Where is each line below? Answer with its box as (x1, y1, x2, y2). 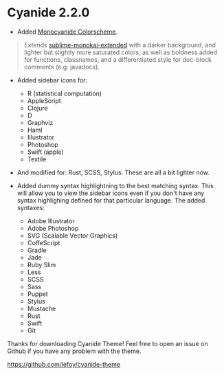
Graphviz (27, 118, 54, 126)
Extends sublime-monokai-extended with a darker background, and (23, 41, 216, 49)
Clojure (27, 104, 48, 112)
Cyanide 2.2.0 (7, 5, 90, 21)
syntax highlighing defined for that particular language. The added (16, 196, 205, 204)
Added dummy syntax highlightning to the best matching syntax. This (16, 181, 214, 190)
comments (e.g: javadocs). (23, 62, 100, 71)
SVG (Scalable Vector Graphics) (27, 231, 118, 240)
